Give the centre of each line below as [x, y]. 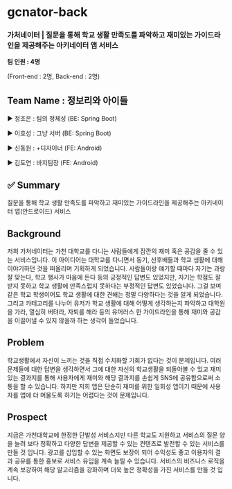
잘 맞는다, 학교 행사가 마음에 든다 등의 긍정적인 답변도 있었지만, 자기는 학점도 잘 [114, 277]
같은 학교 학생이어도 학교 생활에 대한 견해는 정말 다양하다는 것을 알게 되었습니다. [115, 294]
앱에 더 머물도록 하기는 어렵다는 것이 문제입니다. [84, 395]
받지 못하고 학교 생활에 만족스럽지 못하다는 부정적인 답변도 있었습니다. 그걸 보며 [114, 286]
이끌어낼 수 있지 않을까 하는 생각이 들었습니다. [76, 320]
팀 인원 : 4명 [24, 62]
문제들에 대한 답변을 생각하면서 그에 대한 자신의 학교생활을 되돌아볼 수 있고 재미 [114, 369]
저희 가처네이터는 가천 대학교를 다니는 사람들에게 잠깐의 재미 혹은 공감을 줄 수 [111, 251]
